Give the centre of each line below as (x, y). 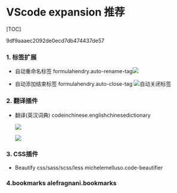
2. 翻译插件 (22, 101)
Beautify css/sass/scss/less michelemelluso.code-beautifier (89, 167)
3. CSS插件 (22, 154)
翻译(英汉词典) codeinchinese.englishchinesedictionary (83, 115)
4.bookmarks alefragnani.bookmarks (61, 183)
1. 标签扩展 (21, 57)
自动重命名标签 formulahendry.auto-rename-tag (74, 71)
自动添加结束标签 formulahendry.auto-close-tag (74, 84)
